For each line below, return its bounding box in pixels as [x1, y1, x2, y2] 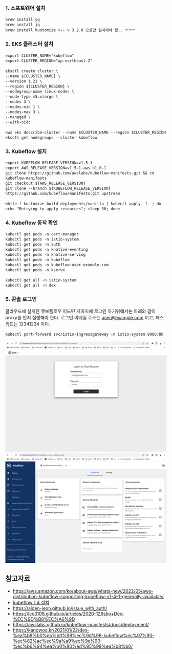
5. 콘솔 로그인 [5, 296, 37, 303]
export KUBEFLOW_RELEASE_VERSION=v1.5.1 [5, 160, 93, 165]
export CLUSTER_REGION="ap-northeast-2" [5, 58, 93, 63]
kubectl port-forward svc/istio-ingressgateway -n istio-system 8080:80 [5, 332, 164, 337]
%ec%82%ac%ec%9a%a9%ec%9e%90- [12, 638, 102, 644]
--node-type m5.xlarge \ [5, 94, 58, 99]
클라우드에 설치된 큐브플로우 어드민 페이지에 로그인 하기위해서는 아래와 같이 [5, 308, 156, 314]
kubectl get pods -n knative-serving [5, 252, 86, 257]
